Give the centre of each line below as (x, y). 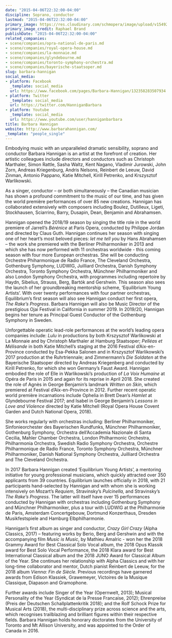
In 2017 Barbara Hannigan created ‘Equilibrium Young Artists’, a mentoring (83, 470)
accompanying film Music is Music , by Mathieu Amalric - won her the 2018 (84, 539)
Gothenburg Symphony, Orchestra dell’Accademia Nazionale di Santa (78, 432)
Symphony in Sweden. (29, 320)
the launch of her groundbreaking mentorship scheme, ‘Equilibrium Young (83, 288)
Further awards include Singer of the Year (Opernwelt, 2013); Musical (79, 593)
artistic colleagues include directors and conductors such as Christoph (80, 159)
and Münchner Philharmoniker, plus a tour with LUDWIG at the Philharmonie (85, 508)
